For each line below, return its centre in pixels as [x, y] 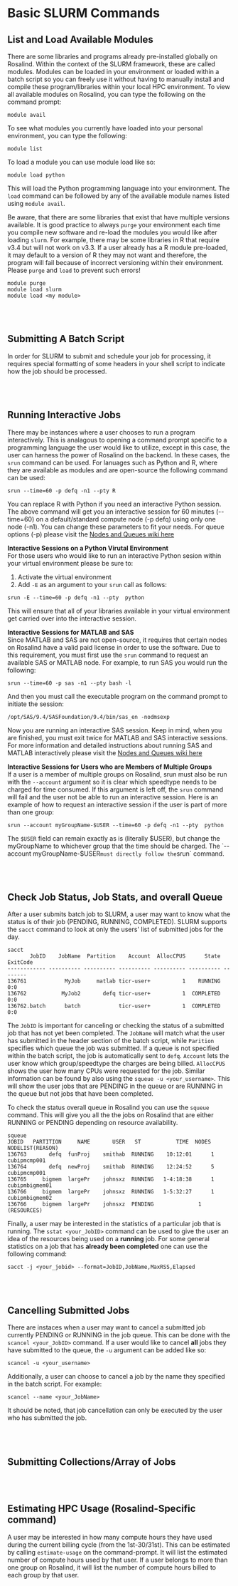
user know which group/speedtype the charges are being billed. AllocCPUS [117, 1064]
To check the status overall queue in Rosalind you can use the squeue [108, 1108]
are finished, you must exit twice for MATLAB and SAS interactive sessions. [118, 737]
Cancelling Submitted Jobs [69, 1310]
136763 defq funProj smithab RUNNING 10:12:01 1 [111, 1155]
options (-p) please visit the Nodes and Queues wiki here [91, 534]
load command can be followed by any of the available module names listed [118, 196]
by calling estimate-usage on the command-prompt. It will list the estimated [117, 1552]
